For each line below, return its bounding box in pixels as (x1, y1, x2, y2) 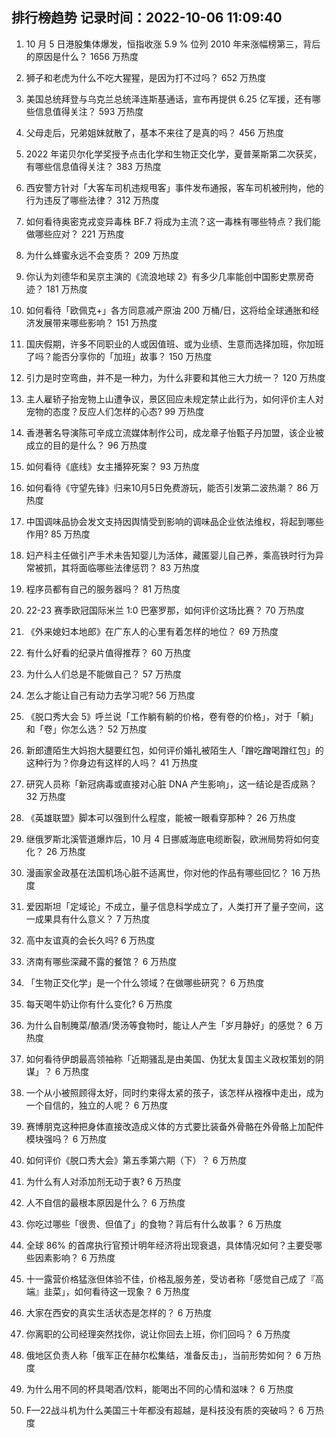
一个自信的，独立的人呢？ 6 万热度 (25, 1099, 169, 1111)
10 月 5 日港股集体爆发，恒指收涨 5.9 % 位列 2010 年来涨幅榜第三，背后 (25, 38, 321, 50)
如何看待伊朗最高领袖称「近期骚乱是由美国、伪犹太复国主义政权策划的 (25, 1053, 316, 1065)
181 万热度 (45, 283, 88, 295)
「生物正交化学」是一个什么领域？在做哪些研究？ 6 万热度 (25, 976, 265, 988)
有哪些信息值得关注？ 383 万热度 (25, 160, 162, 172)
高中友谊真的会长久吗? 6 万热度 (25, 934, 156, 946)
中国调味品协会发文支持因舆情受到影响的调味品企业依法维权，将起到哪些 (25, 515, 324, 527)
